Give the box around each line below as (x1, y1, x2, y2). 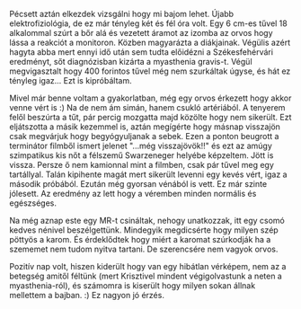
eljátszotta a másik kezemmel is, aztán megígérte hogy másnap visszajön (9, 121, 281, 132)
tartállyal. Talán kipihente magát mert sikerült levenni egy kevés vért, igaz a (9, 169, 288, 180)
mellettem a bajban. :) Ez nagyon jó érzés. (9, 290, 164, 300)
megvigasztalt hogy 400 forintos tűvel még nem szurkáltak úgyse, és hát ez (9, 66, 291, 76)
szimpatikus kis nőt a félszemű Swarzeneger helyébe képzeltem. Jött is (9, 150, 274, 161)
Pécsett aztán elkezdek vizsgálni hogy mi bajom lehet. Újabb (9, 9, 235, 19)
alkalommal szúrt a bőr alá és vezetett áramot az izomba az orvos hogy (9, 28, 273, 38)
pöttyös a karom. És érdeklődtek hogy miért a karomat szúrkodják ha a (9, 234, 271, 244)
